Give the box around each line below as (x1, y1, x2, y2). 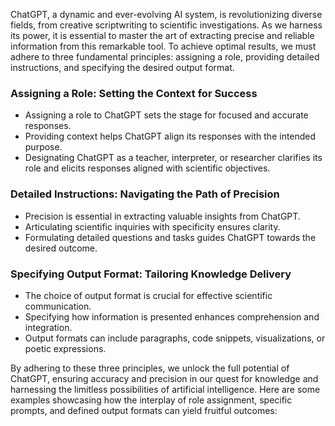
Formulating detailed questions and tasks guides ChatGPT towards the (24, 231, 317, 243)
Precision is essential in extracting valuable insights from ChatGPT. (24, 210, 301, 222)
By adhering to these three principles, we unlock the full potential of (10, 362, 290, 374)
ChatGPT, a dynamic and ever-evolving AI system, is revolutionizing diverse (10, 9, 323, 20)
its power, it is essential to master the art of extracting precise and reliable (10, 30, 315, 41)
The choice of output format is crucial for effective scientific (24, 289, 273, 301)
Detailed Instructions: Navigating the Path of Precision (10, 187, 280, 201)
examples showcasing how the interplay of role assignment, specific (10, 394, 293, 406)
